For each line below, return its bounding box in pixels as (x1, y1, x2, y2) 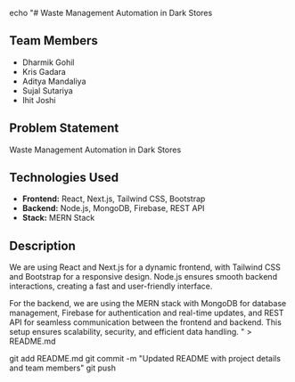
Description (9, 238, 76, 253)
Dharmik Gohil (21, 57, 75, 68)
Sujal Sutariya (21, 85, 73, 96)
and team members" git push (9, 362, 117, 373)
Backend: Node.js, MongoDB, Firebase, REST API (21, 203, 205, 214)
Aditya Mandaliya (21, 76, 86, 86)
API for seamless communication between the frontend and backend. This (9, 317, 283, 328)
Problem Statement (9, 120, 119, 136)
